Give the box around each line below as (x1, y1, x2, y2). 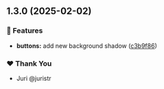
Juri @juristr (16, 74, 52, 82)
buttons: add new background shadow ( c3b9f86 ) (16, 41, 157, 50)
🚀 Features (6, 26, 43, 36)
